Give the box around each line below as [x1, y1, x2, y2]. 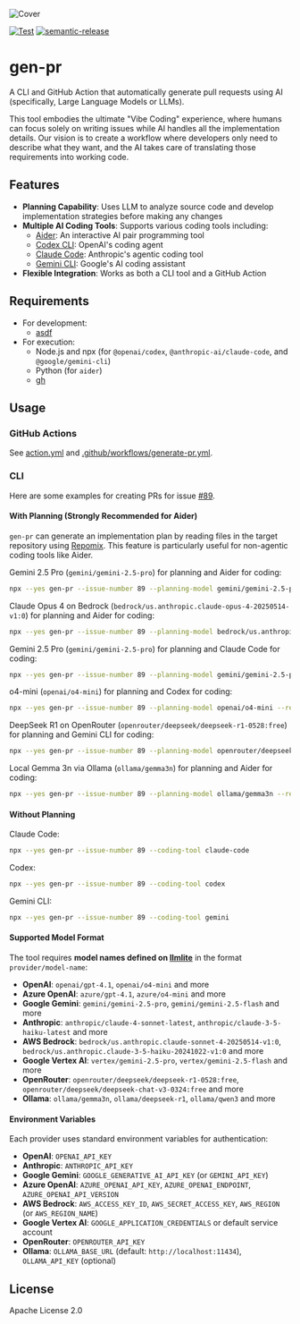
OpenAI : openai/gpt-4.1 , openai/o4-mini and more [21, 980, 210, 990]
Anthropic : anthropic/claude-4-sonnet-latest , [21, 1017, 196, 1028]
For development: [21, 318, 87, 328]
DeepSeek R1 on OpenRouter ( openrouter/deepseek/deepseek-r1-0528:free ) [9, 720, 287, 731]
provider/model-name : [9, 962, 88, 972]
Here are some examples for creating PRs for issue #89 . [9, 490, 216, 501]
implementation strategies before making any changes [21, 210, 223, 221]
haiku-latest [21, 1029, 71, 1038]
